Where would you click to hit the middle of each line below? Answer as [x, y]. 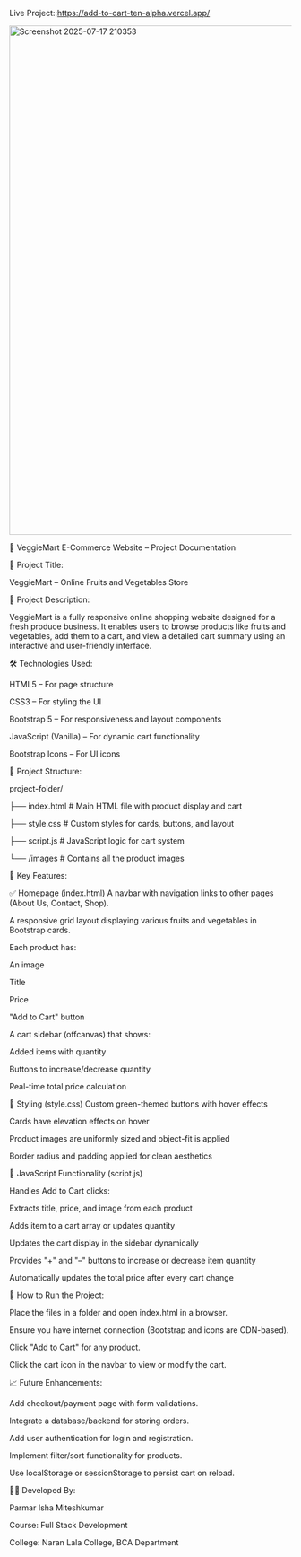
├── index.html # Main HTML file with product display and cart [126, 806]
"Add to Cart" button [47, 1017]
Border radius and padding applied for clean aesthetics [111, 1156]
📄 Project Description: [50, 599]
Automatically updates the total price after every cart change [122, 1277]
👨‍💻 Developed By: [43, 1490]
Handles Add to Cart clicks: [60, 1191]
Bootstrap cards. [40, 930]
